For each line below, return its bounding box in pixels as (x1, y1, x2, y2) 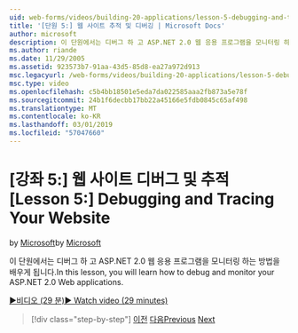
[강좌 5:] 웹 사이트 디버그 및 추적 (9, 170, 230, 190)
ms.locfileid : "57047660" (9, 129, 105, 138)
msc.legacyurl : (9, 71, 66, 80)
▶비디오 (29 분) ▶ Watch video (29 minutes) (9, 295, 169, 305)
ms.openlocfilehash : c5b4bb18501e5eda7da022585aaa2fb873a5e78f (9, 87, 248, 96)
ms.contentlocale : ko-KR (9, 112, 101, 121)
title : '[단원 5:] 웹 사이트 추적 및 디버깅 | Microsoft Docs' (9, 21, 226, 30)
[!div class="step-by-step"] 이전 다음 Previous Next (30, 313, 216, 324)
